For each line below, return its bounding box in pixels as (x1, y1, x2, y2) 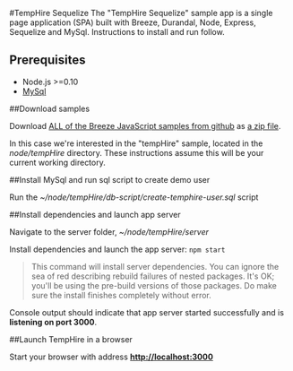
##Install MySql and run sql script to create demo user (9, 174, 211, 185)
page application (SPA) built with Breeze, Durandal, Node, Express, (9, 17, 257, 28)
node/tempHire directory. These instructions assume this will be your (9, 147, 264, 158)
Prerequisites (9, 53, 86, 68)
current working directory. (9, 157, 106, 168)
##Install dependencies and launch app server (9, 209, 181, 220)
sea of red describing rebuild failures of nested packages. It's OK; (30, 271, 275, 281)
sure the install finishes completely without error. (30, 289, 212, 300)
